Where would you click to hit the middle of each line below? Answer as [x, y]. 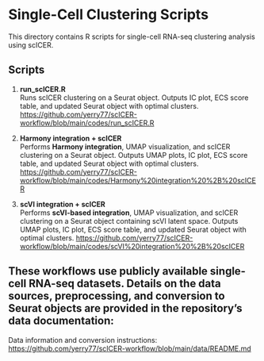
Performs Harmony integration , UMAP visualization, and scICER [125, 146]
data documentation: [61, 321]
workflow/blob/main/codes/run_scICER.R [87, 123]
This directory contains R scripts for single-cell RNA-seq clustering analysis [132, 36]
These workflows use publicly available [108, 271]
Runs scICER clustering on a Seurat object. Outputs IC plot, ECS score [134, 98]
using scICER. [31, 44]
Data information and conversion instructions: [83, 340]
